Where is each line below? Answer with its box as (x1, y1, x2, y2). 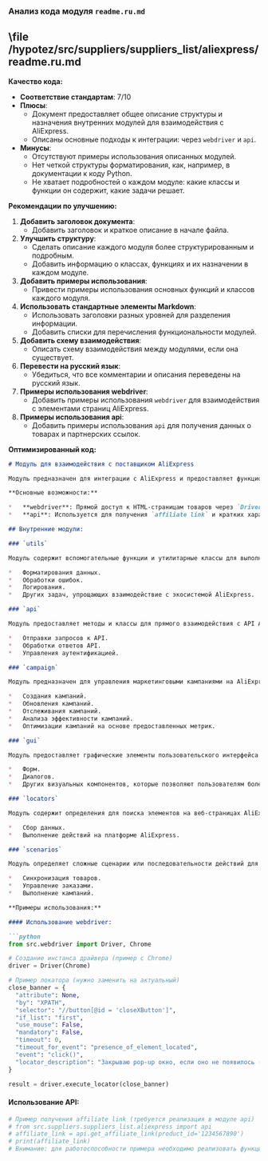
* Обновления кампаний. (8, 700, 94, 708)
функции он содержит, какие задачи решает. (31, 186, 185, 195)
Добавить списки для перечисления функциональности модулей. (31, 326, 257, 337)
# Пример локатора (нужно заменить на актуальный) (8, 976, 180, 985)
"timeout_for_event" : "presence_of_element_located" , (15, 1043, 198, 1051)
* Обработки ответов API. (8, 642, 102, 650)
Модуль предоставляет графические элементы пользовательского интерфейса (8, 751, 259, 759)
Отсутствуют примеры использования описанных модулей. (31, 151, 237, 161)
